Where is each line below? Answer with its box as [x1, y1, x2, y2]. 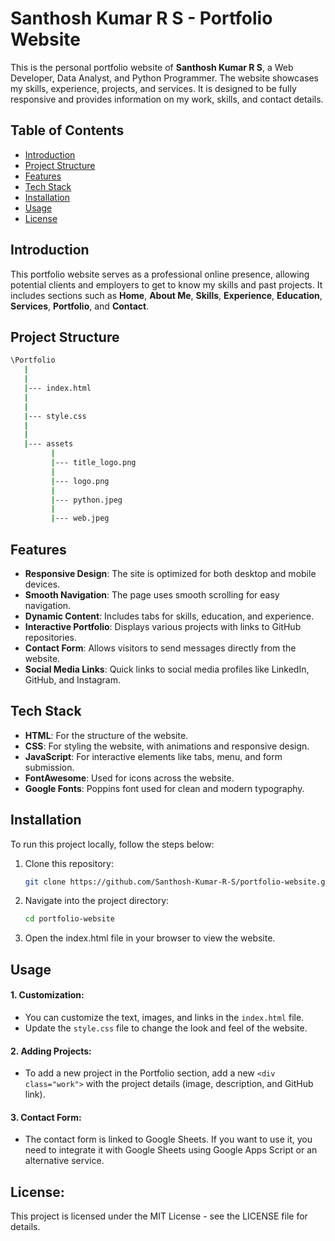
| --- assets [23, 439, 74, 449]
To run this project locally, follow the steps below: [10, 838, 215, 850]
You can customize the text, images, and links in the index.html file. [24, 1011, 305, 1023]
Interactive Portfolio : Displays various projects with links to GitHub [24, 620, 302, 632]
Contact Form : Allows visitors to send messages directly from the [24, 642, 297, 654]
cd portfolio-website [24, 914, 115, 924]
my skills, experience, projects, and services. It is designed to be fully [10, 82, 297, 94]
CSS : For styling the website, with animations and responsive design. [24, 740, 310, 752]
